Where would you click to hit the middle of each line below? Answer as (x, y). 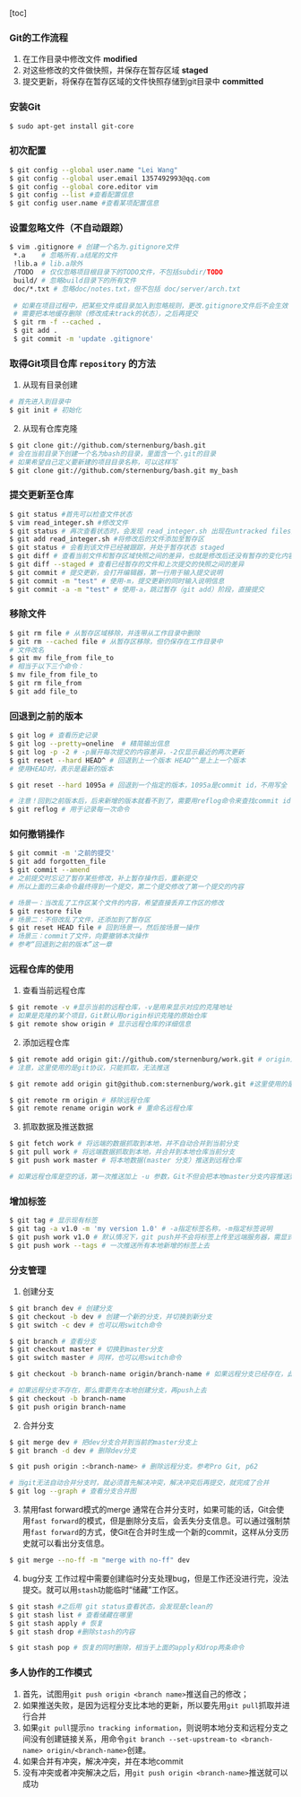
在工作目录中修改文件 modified (80, 59)
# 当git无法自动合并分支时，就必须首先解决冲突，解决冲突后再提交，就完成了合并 (139, 1483)
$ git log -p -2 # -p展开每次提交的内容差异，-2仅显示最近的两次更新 (127, 752)
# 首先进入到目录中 (40, 402)
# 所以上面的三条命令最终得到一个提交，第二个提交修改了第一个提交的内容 (127, 886)
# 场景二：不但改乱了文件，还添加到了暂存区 (80, 920)
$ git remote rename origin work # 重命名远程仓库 (101, 1108)
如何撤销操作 (37, 834)
